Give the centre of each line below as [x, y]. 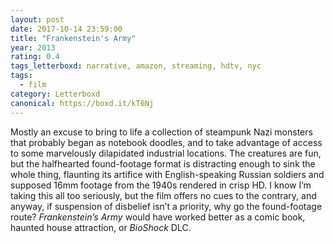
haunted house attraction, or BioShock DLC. [101, 227]
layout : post [37, 19]
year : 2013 [33, 47]
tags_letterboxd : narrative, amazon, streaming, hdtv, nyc [136, 66]
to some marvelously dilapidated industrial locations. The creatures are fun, [166, 153]
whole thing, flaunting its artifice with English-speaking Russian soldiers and [167, 174]
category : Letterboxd [55, 94]
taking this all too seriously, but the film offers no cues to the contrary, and [163, 195]
